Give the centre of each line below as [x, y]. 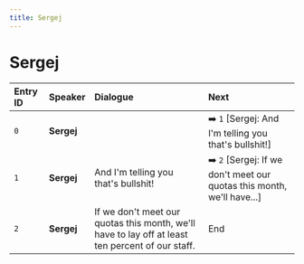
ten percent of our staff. [145, 245]
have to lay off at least [141, 234]
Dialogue [114, 97]
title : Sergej [36, 18]
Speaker [67, 97]
